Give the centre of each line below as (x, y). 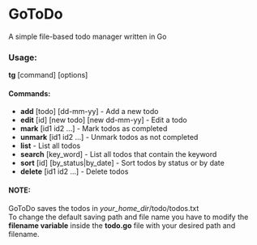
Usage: (23, 57)
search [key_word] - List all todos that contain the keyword (118, 154)
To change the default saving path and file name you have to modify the (128, 217)
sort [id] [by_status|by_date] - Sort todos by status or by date (122, 163)
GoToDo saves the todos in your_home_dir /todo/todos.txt (104, 208)
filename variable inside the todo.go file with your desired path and (122, 225)
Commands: (30, 93)
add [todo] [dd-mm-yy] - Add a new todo (89, 112)
